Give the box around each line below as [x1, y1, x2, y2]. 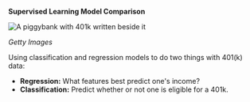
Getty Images [8, 37, 53, 47]
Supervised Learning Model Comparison [8, 7, 146, 16]
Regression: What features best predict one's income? [19, 77, 201, 85]
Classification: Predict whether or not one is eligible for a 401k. [19, 85, 229, 94]
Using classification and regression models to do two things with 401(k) [8, 53, 243, 62]
